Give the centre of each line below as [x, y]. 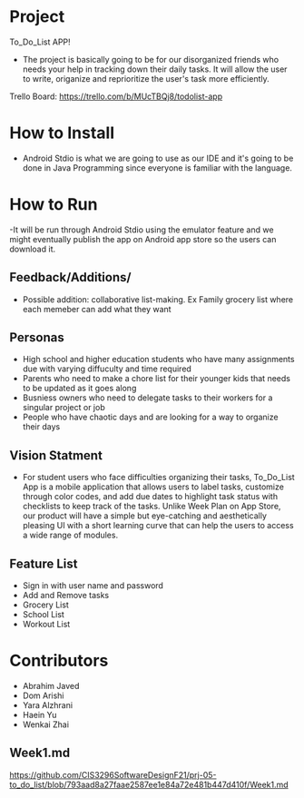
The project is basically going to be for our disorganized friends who [151, 59]
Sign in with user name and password [93, 586]
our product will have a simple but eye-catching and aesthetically [145, 516]
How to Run [54, 205]
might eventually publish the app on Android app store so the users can [143, 239]
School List [44, 615]
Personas [37, 338]
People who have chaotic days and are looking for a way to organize [150, 417]
